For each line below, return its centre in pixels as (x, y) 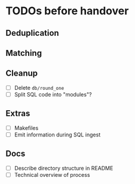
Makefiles (26, 128)
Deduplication (32, 33)
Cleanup (22, 74)
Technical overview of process (52, 174)
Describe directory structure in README (64, 168)
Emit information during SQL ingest (57, 135)
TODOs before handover (67, 11)
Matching (24, 53)
